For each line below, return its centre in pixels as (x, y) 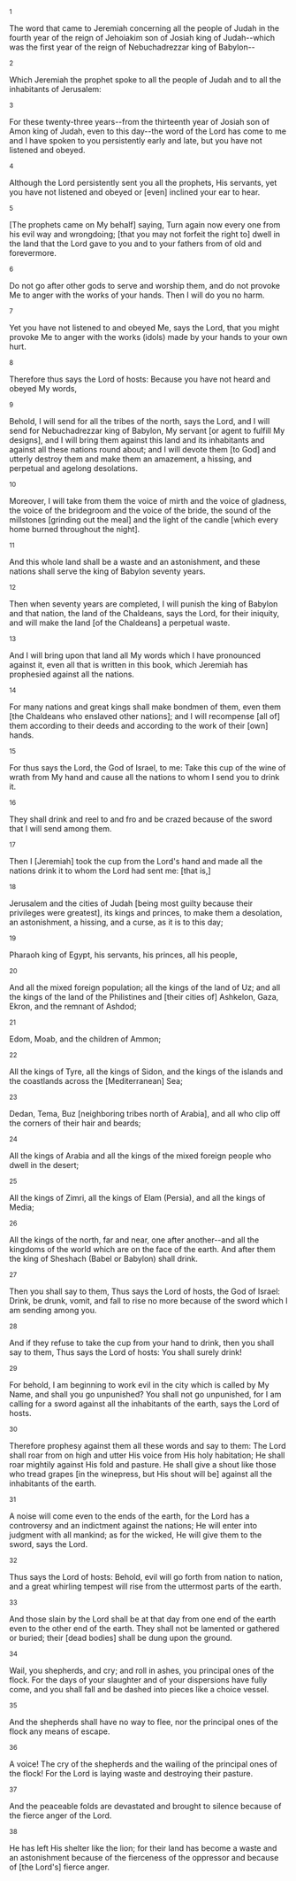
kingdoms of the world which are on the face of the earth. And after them (142, 1249)
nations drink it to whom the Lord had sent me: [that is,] (110, 871)
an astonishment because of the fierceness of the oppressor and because (144, 1858)
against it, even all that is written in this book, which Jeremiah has (129, 665)
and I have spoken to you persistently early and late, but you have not (136, 140)
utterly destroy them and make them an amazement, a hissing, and (130, 459)
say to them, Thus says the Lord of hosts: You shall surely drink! (126, 1352)
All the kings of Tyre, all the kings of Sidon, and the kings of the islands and (146, 1072)
